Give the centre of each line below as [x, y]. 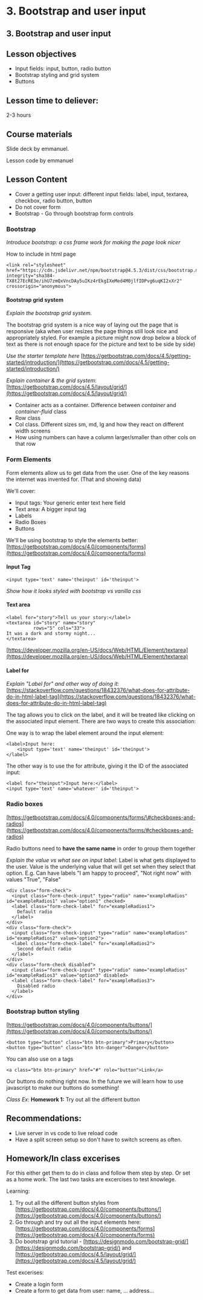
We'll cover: [21, 491]
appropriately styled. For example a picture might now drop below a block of [101, 338]
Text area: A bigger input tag [50, 509]
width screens [33, 431]
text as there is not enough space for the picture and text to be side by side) [101, 344]
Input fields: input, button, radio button [63, 68]
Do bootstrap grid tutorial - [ [50, 1242]
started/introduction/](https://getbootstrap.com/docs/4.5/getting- [88, 362]
